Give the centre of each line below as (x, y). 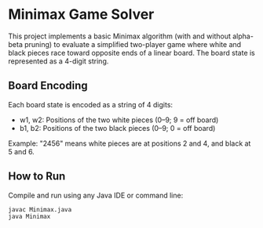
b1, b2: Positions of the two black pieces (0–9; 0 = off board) (117, 128)
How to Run (37, 177)
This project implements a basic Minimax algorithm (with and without (120, 36)
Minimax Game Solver (81, 14)
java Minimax (29, 217)
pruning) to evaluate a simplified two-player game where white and (133, 44)
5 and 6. (22, 151)
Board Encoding (48, 86)
